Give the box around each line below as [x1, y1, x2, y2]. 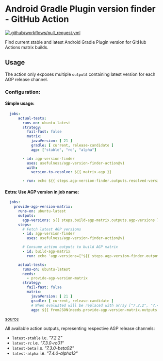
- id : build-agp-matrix [22, 249, 70, 254]
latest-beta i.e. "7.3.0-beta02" [12, 345, 74, 351]
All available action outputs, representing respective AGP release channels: [5, 326, 155, 331]
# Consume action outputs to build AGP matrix [22, 245, 118, 249]
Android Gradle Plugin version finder [5, 3, 156, 15]
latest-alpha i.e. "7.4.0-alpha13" [12, 350, 78, 356]
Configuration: [5, 88, 40, 95]
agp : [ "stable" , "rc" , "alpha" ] [31, 147, 97, 152]
